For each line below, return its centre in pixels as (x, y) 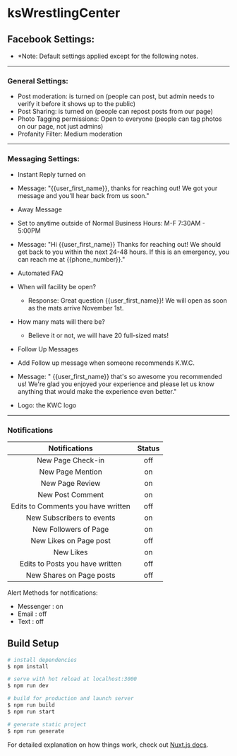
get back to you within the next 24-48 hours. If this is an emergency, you (123, 252)
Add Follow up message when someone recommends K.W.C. (106, 363)
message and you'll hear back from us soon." (83, 195)
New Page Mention (71, 472)
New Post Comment (71, 494)
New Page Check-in (70, 460)
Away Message (39, 209)
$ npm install (28, 666)
